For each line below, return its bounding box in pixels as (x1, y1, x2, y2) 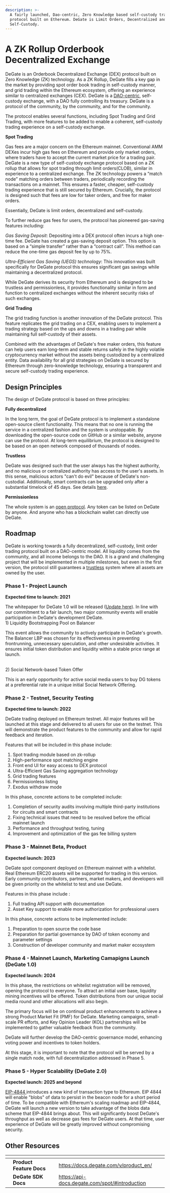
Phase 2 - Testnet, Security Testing (5, 694, 94, 702)
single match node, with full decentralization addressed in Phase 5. (5, 1055, 145, 1061)
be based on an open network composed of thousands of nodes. (5, 443, 141, 449)
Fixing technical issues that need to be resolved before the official (12, 814, 150, 820)
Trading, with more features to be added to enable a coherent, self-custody (5, 119, 163, 125)
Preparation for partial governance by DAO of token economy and (12, 931, 150, 937)
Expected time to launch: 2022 (5, 706, 71, 712)
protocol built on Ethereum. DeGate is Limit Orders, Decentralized (10, 17, 157, 22)
